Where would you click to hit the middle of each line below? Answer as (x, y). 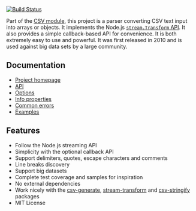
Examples (27, 112)
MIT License (30, 203)
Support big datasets (41, 171)
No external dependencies (48, 183)
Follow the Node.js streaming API (56, 145)
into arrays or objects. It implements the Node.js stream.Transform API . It (96, 27)
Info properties (33, 99)
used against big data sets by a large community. (67, 46)
